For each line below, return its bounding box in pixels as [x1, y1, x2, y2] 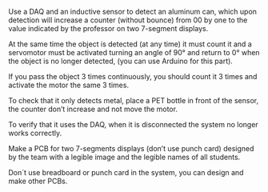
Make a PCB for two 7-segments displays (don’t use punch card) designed [8, 144, 254, 153]
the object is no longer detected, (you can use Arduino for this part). [8, 56, 234, 66]
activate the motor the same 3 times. [8, 80, 130, 90]
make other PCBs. [8, 176, 68, 186]
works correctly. [8, 128, 62, 138]
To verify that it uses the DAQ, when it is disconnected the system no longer [8, 120, 258, 129]
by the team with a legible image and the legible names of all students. [8, 152, 241, 162]
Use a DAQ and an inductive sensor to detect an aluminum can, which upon [8, 7, 258, 16]
